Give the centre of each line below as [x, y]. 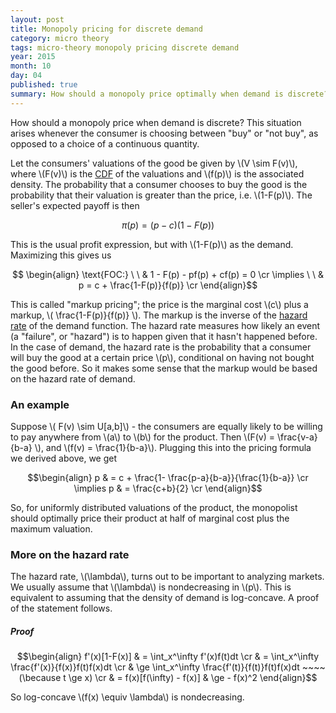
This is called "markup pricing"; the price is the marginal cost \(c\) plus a [159, 304]
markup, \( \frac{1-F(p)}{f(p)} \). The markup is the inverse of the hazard [159, 315]
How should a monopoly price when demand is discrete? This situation [156, 122]
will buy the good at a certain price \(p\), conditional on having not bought [162, 357]
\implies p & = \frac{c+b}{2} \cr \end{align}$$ [168, 488]
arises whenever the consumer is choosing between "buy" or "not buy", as [164, 133]
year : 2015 [33, 57]
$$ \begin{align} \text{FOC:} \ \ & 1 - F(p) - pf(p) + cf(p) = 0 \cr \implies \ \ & [168, 274]
